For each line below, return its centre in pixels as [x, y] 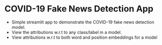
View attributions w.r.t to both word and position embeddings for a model [84, 37]
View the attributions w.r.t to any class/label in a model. [67, 32]
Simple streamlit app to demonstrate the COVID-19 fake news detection [83, 22]
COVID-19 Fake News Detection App [79, 9]
